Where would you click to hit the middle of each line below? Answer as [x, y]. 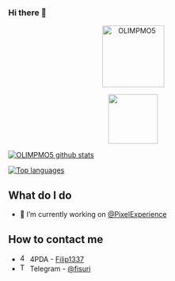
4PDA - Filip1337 [57, 259]
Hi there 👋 [28, 13]
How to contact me [56, 239]
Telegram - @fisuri [60, 268]
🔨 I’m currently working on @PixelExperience [93, 215]
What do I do [40, 195]
